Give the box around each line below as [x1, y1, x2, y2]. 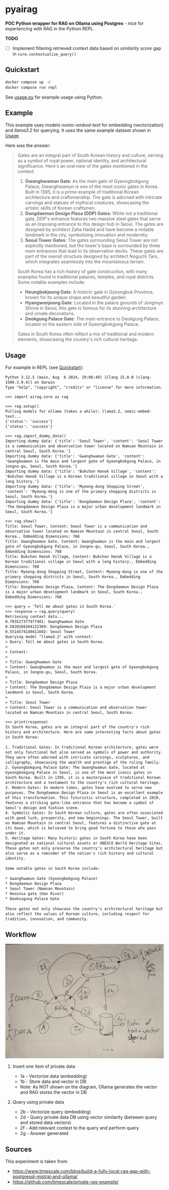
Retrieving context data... [5, 614, 64, 619]
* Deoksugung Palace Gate [5, 897, 59, 902]
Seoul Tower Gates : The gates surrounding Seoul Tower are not [25, 237, 158, 243]
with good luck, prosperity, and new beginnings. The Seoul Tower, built [5, 816, 163, 821]
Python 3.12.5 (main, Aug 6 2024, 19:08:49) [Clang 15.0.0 [5, 375, 134, 380]
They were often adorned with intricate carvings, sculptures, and [5, 755, 150, 760]
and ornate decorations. [25, 311, 75, 317]
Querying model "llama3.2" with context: [5, 634, 94, 639]
